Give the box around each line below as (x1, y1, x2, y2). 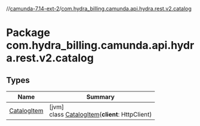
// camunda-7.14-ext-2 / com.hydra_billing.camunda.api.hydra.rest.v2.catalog (6, 5, 192, 12)
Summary (86, 93, 115, 101)
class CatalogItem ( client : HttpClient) (49, 110, 152, 118)
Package (6, 26, 51, 39)
